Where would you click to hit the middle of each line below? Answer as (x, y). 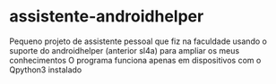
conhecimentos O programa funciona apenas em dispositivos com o (135, 60)
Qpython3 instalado (46, 70)
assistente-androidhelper (107, 17)
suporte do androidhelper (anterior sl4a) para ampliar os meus (125, 50)
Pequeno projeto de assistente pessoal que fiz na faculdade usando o (138, 41)
